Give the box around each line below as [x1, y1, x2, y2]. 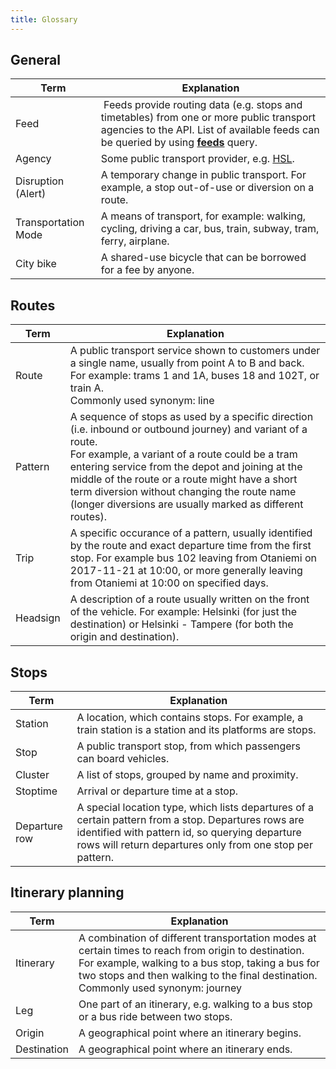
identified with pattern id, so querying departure [76, 826, 302, 840]
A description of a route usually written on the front [69, 592, 310, 606]
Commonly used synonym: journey [78, 981, 242, 995]
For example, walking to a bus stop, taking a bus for [78, 956, 320, 970]
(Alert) [15, 187, 47, 201]
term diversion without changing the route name [69, 485, 297, 499]
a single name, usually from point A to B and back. [69, 356, 305, 370]
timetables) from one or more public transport [100, 111, 316, 125]
